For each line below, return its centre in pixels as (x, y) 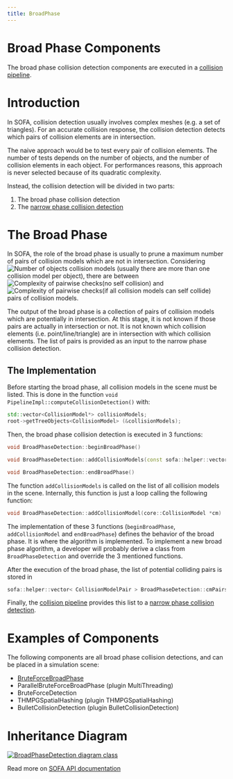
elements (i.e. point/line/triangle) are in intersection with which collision (109, 334)
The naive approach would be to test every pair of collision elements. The (112, 150)
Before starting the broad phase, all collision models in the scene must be (112, 387)
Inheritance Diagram (67, 736)
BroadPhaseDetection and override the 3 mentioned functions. (95, 556)
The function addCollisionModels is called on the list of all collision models (113, 485)
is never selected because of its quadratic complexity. (84, 172)
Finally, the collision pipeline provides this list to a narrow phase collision (111, 602)
